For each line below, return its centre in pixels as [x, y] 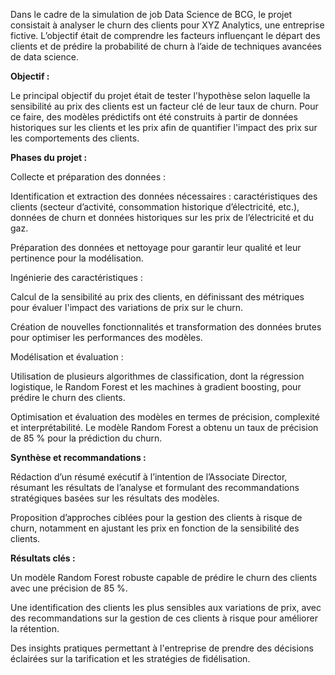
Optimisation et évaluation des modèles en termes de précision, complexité [165, 417]
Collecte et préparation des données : [88, 177]
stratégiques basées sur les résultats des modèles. [115, 498]
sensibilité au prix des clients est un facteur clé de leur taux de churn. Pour [164, 106]
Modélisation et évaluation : [67, 357]
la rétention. [35, 628]
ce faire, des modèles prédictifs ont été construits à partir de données [154, 117]
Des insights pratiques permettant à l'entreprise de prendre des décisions [162, 648]
